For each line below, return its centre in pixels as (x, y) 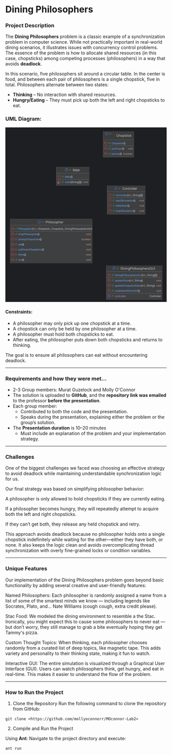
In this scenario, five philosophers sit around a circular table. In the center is (85, 74)
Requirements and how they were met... (56, 378)
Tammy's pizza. (22, 632)
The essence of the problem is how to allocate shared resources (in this (81, 53)
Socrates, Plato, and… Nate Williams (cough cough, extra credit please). (81, 606)
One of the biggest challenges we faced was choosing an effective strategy (85, 468)
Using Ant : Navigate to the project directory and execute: (66, 738)
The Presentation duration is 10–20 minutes (59, 428)
